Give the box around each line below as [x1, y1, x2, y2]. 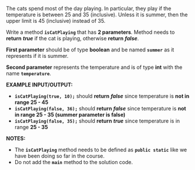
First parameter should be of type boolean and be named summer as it [6, 46, 175, 53]
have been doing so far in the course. [14, 152, 105, 159]
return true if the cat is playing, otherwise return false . [6, 35, 139, 41]
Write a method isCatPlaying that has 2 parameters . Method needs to [6, 29, 175, 36]
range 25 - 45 [14, 99, 48, 106]
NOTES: [6, 135, 26, 142]
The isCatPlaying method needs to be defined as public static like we [14, 146, 187, 153]
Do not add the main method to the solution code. [14, 159, 133, 165]
